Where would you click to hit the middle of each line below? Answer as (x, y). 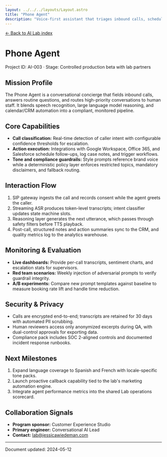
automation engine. (32, 386)
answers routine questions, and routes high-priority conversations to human (83, 100)
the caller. (23, 203)
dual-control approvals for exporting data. (55, 332)
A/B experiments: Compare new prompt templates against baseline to (84, 283)
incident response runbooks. (42, 343)
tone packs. (24, 376)
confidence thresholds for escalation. (51, 143)
